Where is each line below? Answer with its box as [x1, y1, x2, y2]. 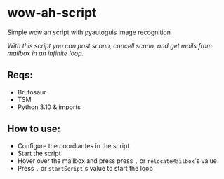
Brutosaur [17, 87, 47, 96]
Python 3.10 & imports [17, 103, 81, 111]
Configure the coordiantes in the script [17, 141, 130, 150]
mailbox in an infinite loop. [7, 49, 84, 57]
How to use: [7, 123, 61, 135]
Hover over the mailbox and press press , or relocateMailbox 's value [17, 156, 218, 165]
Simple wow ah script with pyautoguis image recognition [7, 28, 171, 36]
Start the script [17, 149, 61, 157]
